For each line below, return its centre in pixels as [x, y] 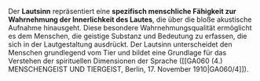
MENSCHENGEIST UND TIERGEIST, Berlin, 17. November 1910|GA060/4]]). [128, 69]
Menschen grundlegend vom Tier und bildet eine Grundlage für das [117, 53]
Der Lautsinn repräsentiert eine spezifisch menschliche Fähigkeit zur [123, 11]
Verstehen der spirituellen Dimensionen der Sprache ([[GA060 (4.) [115, 61]
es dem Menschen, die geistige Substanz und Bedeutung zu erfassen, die [128, 36]
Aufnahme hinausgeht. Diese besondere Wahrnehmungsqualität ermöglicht [130, 28]
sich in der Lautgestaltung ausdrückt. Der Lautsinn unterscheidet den [120, 44]
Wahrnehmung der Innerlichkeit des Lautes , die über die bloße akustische [130, 19]
